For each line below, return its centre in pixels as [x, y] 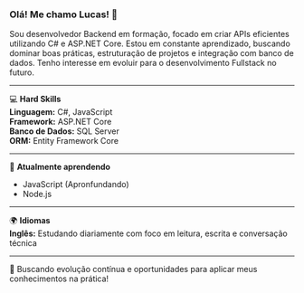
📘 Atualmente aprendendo [60, 167]
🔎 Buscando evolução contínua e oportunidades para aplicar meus [133, 269]
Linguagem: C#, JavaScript [61, 112]
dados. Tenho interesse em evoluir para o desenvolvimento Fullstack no [143, 63]
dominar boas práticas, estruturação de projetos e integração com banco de [152, 53]
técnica [24, 243]
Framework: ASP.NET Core [61, 122]
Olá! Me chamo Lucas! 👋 [63, 14]
